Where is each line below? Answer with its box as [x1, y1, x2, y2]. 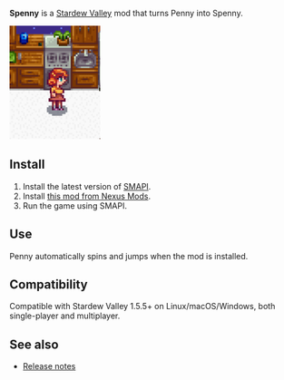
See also [9, 336, 59, 352]
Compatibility [9, 277, 88, 293]
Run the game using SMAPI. [22, 200, 127, 211]
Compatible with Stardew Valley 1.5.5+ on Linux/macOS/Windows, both [9, 301, 276, 312]
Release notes [22, 361, 76, 372]
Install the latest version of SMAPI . [22, 180, 152, 191]
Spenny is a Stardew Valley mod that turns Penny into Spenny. [9, 8, 243, 18]
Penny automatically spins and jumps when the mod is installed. [9, 250, 249, 261]
